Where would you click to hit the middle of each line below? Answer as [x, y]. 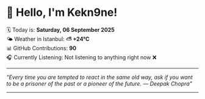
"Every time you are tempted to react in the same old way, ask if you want [100, 77]
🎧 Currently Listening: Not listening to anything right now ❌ [81, 57]
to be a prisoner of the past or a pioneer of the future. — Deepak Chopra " [99, 83]
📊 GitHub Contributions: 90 [41, 48]
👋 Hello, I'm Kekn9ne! [62, 13]
